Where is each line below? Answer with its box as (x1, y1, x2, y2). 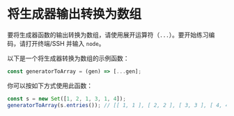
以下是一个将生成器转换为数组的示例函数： (7, 53, 130, 63)
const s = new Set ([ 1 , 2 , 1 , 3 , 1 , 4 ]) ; (7, 95, 127, 102)
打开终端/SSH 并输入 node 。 (25, 39, 105, 47)
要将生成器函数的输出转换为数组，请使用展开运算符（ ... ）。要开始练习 (7, 31, 209, 39)
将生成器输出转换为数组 (7, 6, 142, 22)
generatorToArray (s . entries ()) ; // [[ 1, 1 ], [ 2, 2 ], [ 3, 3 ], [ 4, (7, 101, 223, 108)
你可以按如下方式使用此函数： (7, 81, 93, 90)
